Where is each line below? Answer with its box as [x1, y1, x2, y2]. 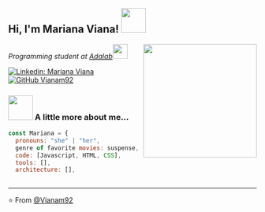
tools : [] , [15, 158, 51, 166]
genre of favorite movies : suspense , [15, 143, 140, 152]
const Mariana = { [8, 129, 69, 138]
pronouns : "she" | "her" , [15, 136, 101, 144]
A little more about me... [34, 111, 129, 122]
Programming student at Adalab [8, 51, 113, 61]
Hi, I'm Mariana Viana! [8, 23, 120, 36]
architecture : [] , [15, 166, 77, 174]
